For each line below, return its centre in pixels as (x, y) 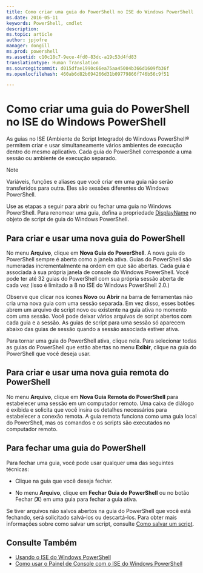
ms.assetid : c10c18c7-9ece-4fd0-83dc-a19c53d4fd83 (72, 57)
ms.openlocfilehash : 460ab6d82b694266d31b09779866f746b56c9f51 (88, 74)
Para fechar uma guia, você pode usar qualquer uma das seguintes (90, 463)
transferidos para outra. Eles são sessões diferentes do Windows (88, 188)
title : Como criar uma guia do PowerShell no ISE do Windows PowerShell (100, 12)
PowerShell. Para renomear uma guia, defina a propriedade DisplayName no (101, 213)
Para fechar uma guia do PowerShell (76, 448)
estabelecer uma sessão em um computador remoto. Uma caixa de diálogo (100, 403)
